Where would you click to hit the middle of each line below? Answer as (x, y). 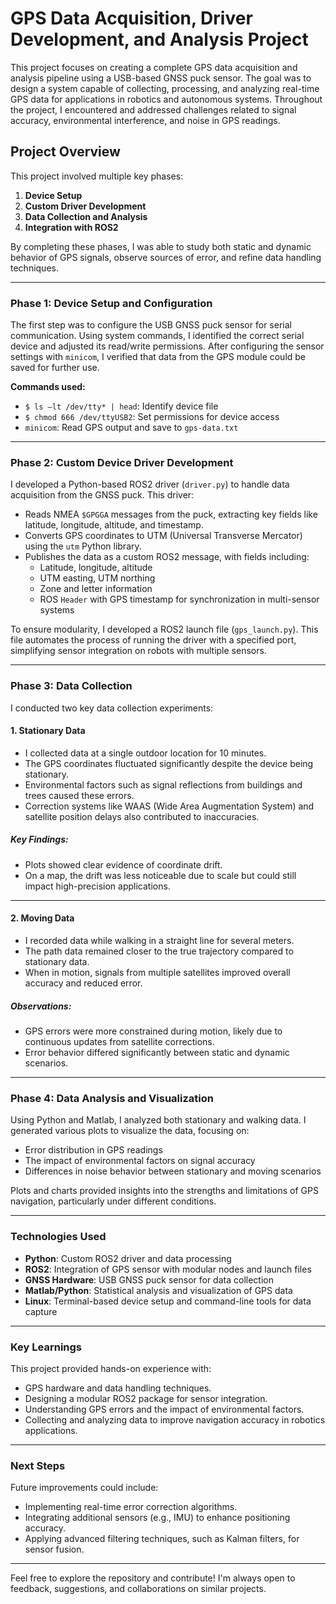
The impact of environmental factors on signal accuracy (140, 1161)
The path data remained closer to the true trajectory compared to (159, 951)
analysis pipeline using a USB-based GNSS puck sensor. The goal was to (161, 78)
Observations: (41, 1006)
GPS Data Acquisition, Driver (131, 18)
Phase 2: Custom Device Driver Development (122, 462)
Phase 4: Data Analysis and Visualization (112, 1098)
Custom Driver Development (85, 206)
